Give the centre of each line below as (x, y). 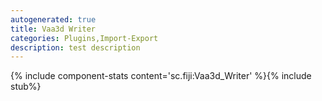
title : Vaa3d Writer (53, 29)
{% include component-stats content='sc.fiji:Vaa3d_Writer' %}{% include (161, 76)
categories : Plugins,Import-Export (84, 38)
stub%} (26, 87)
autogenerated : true (53, 19)
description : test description (75, 47)
